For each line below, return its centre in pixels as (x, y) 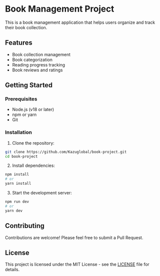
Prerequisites (21, 99)
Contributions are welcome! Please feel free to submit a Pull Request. (74, 237)
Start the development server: (42, 193)
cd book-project (21, 156)
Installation (19, 132)
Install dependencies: (33, 165)
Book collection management (41, 54)
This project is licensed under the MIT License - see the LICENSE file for (77, 264)
